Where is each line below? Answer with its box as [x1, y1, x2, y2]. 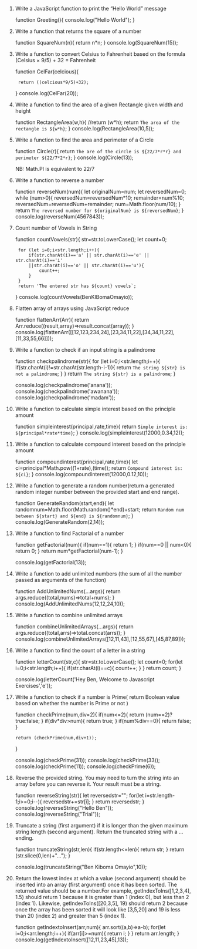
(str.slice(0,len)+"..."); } [15, 852, 71, 859]
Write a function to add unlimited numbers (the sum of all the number [15, 570, 182, 577]
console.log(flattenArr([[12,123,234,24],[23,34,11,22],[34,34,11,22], [15, 329, 175, 335]
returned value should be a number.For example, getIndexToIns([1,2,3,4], [15, 887, 191, 894]
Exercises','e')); [15, 682, 52, 689]
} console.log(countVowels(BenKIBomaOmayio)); [15, 294, 134, 300]
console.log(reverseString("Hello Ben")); [15, 805, 113, 811]
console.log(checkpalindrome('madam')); [15, 394, 116, 401]
